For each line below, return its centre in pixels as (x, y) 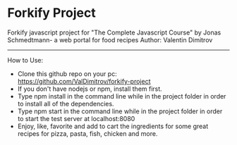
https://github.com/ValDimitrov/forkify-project (84, 81)
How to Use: (25, 60)
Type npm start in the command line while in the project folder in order (120, 111)
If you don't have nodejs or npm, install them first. (90, 89)
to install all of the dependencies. (66, 103)
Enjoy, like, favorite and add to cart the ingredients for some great (113, 126)
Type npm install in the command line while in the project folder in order (122, 96)
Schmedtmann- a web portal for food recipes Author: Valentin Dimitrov (110, 39)
